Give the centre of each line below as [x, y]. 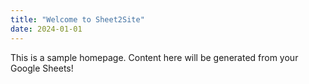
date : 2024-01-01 [46, 29]
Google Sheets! [42, 68]
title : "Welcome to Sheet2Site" [77, 19]
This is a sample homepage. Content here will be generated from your [154, 57]
